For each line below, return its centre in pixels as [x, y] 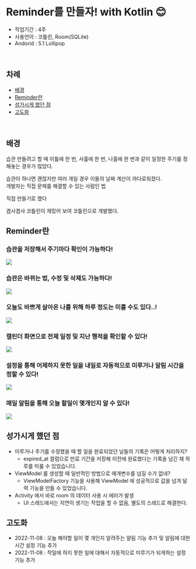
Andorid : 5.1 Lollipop [40, 43]
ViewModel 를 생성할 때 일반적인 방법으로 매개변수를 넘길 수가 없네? [92, 473]
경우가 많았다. [37, 166]
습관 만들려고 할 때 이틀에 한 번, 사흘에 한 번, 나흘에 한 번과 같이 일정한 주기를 [94, 158]
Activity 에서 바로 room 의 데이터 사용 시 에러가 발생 [74, 495]
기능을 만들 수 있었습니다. [59, 488]
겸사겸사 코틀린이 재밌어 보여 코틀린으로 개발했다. [62, 211]
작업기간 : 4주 [30, 29]
